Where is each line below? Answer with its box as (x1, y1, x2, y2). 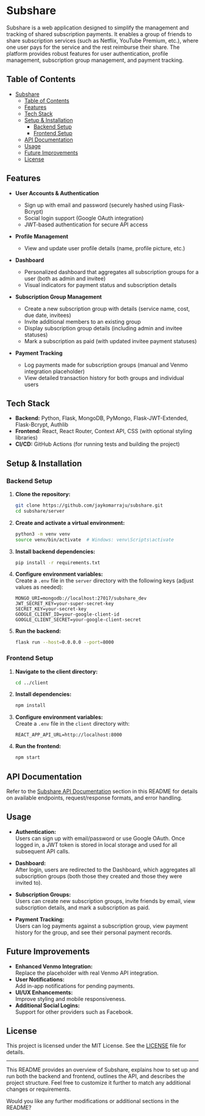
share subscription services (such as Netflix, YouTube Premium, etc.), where (6, 37, 199, 44)
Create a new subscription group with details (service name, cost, (24, 305, 190, 312)
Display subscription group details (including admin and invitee (24, 324, 183, 332)
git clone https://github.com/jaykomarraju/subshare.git (15, 502, 164, 508)
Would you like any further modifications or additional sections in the (6, 1098, 179, 1105)
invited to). (15, 879, 43, 886)
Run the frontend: (15, 743, 62, 750)
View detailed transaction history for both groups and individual (24, 374, 184, 381)
